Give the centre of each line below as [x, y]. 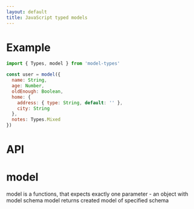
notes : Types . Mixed [36, 120]
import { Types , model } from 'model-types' [63, 64]
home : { [21, 97]
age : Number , [28, 86]
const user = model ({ [34, 75]
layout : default [27, 12]
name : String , [29, 80]
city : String [34, 108]
